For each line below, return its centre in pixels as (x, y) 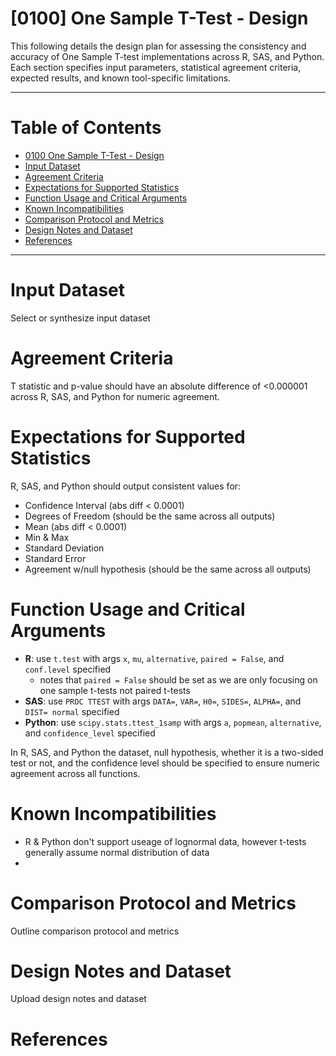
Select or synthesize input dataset (80, 318)
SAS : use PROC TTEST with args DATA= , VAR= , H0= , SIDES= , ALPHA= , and (163, 701)
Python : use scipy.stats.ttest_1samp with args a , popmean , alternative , (173, 722)
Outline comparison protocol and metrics (95, 931)
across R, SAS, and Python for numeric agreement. (115, 396)
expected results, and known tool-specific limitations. (121, 78)
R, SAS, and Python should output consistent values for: (126, 486)
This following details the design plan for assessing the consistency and (158, 46)
